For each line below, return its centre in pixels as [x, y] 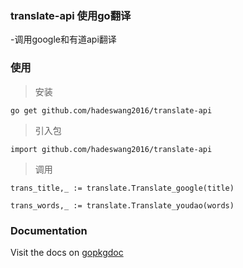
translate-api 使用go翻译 [71, 15]
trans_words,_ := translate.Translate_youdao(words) [122, 205]
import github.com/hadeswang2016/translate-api [111, 149]
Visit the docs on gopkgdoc [67, 252]
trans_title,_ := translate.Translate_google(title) [122, 188]
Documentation [49, 230]
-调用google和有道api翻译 [63, 39]
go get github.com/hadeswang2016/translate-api [111, 110]
